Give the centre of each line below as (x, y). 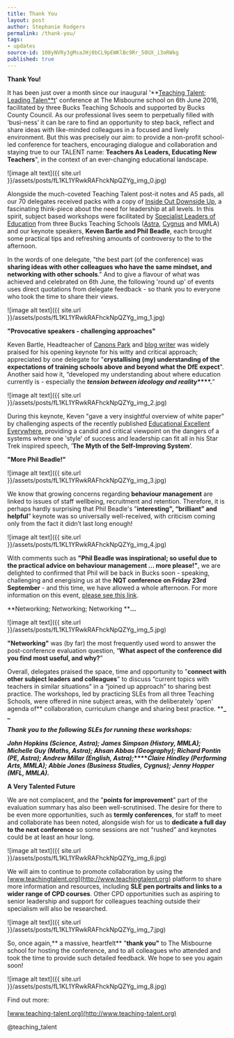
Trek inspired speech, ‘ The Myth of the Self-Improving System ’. (100, 446)
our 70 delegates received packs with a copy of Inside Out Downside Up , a (115, 201)
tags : (15, 40)
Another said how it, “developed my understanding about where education (114, 374)
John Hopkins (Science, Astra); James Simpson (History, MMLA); (104, 743)
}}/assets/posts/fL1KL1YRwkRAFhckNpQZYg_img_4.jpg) (87, 544)
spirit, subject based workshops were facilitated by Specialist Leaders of (111, 216)
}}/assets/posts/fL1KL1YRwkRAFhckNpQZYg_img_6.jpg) (87, 858)
